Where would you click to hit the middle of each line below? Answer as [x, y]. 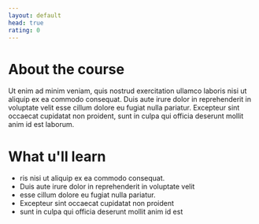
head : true [26, 23]
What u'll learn [57, 157]
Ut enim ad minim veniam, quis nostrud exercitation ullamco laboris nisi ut [128, 91]
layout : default [35, 15]
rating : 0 [24, 30]
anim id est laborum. [41, 125]
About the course [66, 69]
